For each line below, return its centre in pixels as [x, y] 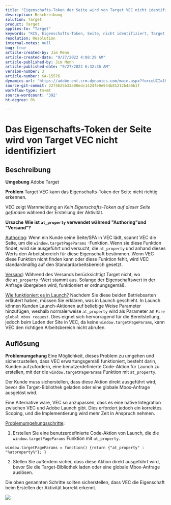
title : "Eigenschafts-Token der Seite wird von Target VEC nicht [76, 10]
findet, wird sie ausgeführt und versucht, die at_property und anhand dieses [85, 248]
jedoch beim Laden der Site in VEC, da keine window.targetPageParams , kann [85, 322]
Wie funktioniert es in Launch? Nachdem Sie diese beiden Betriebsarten [81, 295]
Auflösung [22, 344]
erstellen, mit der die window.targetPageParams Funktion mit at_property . [81, 372]
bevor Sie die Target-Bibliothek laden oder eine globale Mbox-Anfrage [86, 467]
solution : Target [24, 19]
